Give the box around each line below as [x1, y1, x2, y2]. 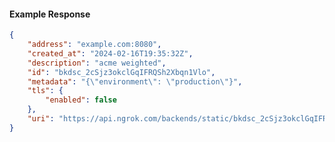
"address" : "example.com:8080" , [27, 40, 162, 50]
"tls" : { [27, 86, 64, 96]
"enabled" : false [45, 95, 117, 105]
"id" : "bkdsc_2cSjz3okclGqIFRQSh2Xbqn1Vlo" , [27, 67, 216, 77]
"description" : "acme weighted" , [27, 58, 167, 68]
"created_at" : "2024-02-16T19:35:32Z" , [27, 48, 194, 59]
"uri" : [27, 114, 55, 124]
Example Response [9, 8, 91, 20]
